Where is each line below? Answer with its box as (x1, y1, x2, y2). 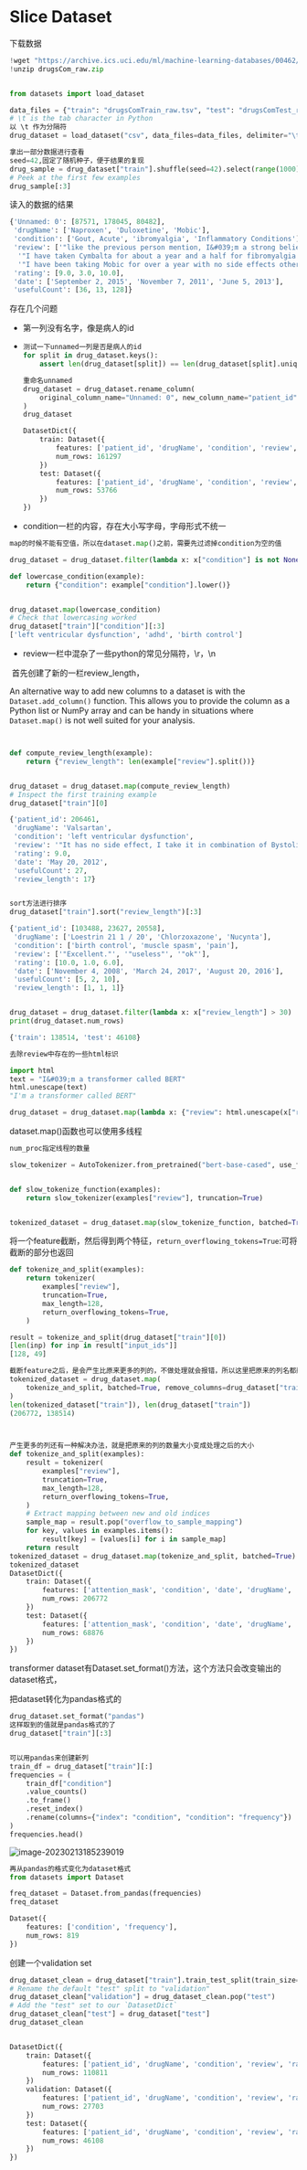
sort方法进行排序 (9, 899, 67, 909)
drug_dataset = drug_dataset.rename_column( (22, 384, 196, 394)
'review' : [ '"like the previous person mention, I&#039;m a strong (13, 243, 276, 252)
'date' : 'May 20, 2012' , (13, 857, 108, 867)
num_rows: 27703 (42, 2102, 104, 2111)
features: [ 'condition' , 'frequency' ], (26, 1922, 178, 1932)
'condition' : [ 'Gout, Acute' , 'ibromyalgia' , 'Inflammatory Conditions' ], (13, 235, 304, 244)
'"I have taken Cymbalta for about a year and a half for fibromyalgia (17, 251, 297, 261)
